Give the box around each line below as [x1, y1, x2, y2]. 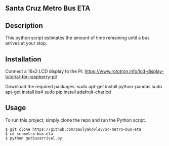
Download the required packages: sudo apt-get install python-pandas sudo [5, 84, 162, 90]
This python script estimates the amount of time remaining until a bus [5, 35, 150, 41]
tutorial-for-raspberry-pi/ [5, 74, 58, 80]
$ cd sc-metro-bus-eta [5, 131, 53, 136]
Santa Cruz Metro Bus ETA [5, 4, 91, 13]
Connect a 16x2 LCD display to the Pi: [5, 68, 83, 75]
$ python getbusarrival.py [5, 135, 62, 141]
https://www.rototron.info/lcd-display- [84, 68, 164, 75]
